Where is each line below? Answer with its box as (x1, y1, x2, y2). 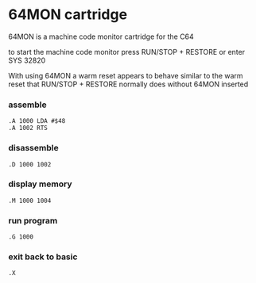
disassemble (8, 143, 59, 154)
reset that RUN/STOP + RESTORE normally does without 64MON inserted (8, 79, 249, 89)
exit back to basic (8, 251, 78, 262)
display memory (8, 178, 72, 189)
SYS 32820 (8, 55, 46, 65)
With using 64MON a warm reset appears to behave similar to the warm (8, 71, 244, 80)
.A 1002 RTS (8, 124, 48, 132)
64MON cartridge (8, 6, 128, 24)
